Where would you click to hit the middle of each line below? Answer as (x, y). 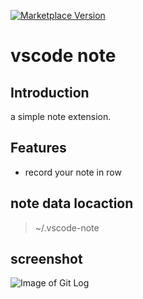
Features (38, 148)
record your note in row (73, 172)
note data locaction (72, 203)
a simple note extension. (61, 116)
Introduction (50, 92)
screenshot (46, 259)
